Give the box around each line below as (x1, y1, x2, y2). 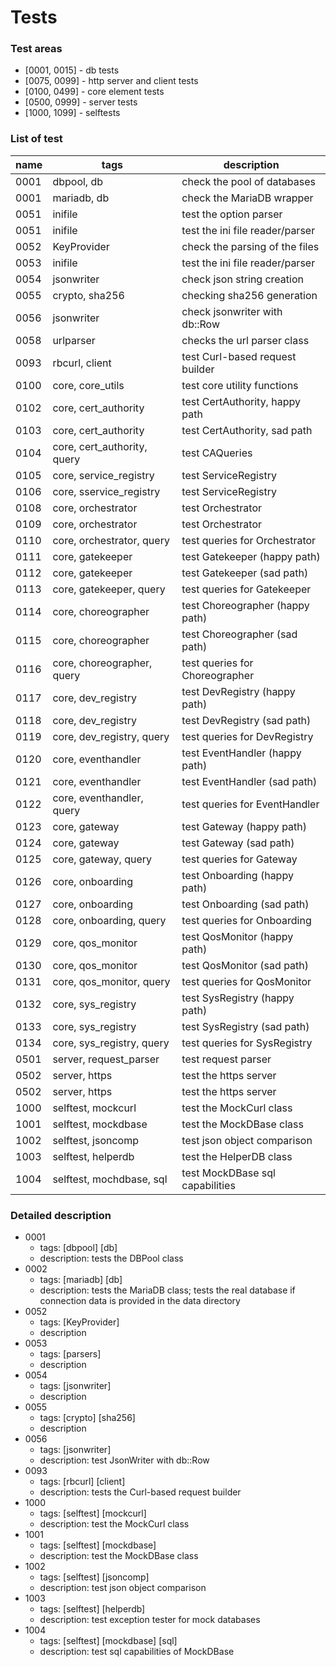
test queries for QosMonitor (181, 974, 312, 988)
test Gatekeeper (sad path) (181, 566, 309, 580)
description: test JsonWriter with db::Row (39, 1454, 210, 1466)
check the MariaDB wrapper (181, 191, 314, 205)
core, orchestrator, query (52, 533, 170, 547)
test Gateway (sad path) (181, 836, 295, 850)
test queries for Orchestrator (181, 533, 317, 547)
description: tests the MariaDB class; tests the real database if (39, 1284, 296, 1296)
